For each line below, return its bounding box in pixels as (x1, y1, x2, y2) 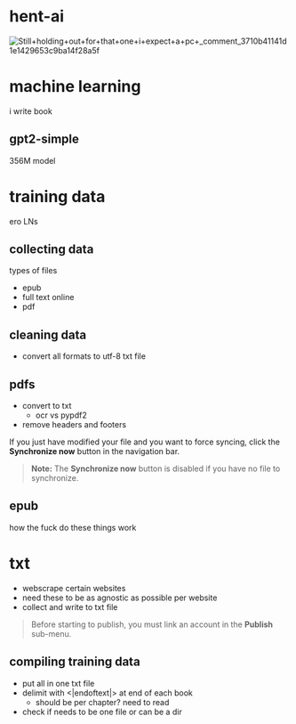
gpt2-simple (9, 132, 80, 147)
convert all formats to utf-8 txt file (21, 351, 147, 362)
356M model (9, 155, 56, 166)
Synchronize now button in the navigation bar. (9, 446, 180, 457)
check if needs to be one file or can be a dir (21, 706, 182, 717)
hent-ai (9, 6, 65, 27)
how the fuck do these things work (9, 522, 137, 533)
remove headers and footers (21, 419, 127, 430)
